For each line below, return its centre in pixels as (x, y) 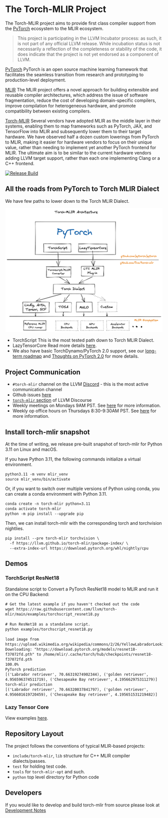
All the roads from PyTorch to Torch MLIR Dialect (82, 189)
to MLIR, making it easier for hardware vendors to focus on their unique (79, 142)
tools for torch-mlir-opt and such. (48, 771)
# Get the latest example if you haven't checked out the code (72, 604)
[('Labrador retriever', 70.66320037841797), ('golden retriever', (77, 689)
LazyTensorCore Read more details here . (54, 345)
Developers (23, 793)
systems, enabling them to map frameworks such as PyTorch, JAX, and (79, 126)
